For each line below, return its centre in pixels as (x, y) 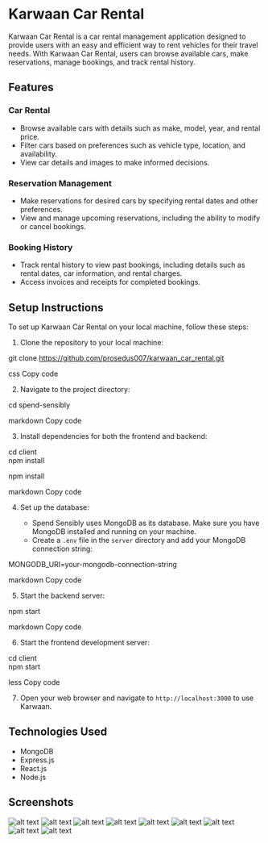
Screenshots (41, 802)
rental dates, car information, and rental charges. (101, 273)
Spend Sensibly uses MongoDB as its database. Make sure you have (146, 523)
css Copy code (33, 374)
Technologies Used (58, 732)
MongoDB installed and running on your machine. (114, 532)
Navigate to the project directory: (75, 390)
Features (31, 88)
